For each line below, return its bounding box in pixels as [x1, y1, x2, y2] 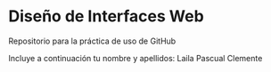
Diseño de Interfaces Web [8, 6, 204, 27]
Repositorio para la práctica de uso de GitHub [8, 36, 177, 46]
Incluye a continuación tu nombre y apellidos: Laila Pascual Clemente [8, 52, 263, 63]
